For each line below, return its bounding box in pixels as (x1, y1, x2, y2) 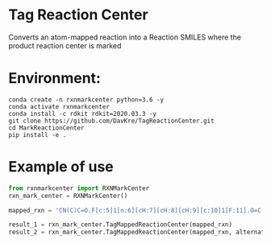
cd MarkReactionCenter (8, 123, 85, 132)
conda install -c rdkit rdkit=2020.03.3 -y (8, 110, 157, 118)
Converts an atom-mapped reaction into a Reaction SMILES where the (8, 32, 242, 42)
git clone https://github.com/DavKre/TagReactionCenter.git (8, 117, 215, 125)
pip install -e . (8, 130, 67, 139)
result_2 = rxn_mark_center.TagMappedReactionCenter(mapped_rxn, (8, 228, 232, 237)
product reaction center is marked (8, 40, 122, 50)
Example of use (8, 158, 115, 176)
